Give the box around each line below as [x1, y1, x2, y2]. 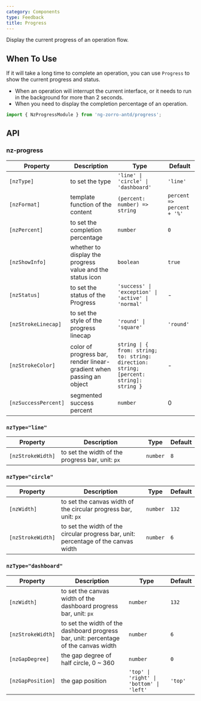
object [70, 380, 89, 388]
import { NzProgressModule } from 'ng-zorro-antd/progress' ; [6, 112, 162, 118]
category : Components [6, 8, 60, 15]
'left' [128, 686, 148, 693]
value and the [70, 265, 109, 274]
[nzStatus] [9, 292, 40, 298]
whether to [70, 243, 101, 251]
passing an [70, 372, 102, 381]
